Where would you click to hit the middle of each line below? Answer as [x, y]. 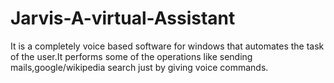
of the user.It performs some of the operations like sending [131, 56]
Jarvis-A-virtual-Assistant [123, 18]
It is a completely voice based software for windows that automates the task [167, 46]
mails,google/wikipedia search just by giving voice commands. [139, 67]
